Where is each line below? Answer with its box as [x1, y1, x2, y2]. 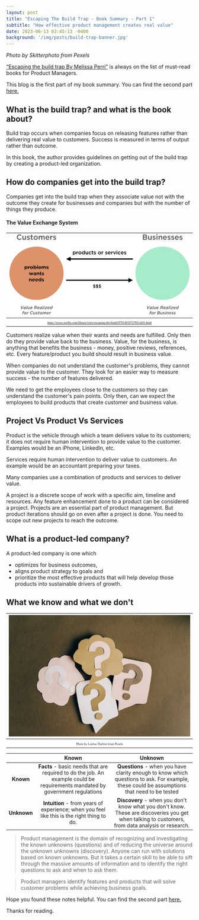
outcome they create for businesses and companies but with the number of [6, 199, 191, 206]
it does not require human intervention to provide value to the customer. [6, 438, 182, 445]
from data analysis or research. [114, 821, 190, 829]
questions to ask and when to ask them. [20, 867, 118, 874]
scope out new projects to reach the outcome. [6, 517, 119, 524]
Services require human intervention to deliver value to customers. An [6, 456, 177, 463]
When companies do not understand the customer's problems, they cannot [6, 362, 190, 369]
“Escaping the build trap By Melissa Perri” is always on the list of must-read [6, 63, 191, 71]
